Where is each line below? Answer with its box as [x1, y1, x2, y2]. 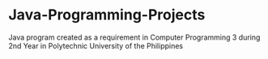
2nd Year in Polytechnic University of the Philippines [8, 40, 184, 50]
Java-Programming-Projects [8, 6, 206, 24]
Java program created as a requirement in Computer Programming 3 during [8, 32, 261, 42]
